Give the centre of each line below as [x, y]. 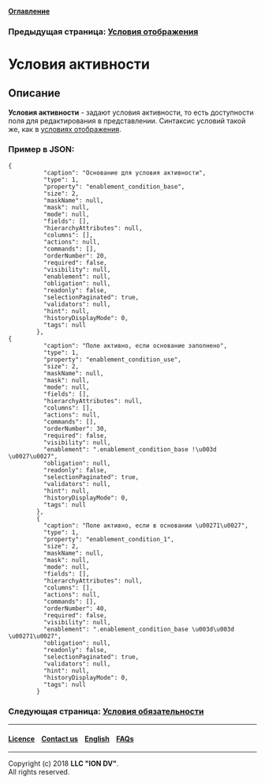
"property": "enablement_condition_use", [112, 360]
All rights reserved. [39, 772]
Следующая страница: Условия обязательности [106, 711]
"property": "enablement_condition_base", [114, 187]
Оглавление [29, 11]
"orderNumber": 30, [75, 428]
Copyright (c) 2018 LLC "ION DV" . [63, 763]
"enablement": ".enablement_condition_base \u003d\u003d [139, 629]
